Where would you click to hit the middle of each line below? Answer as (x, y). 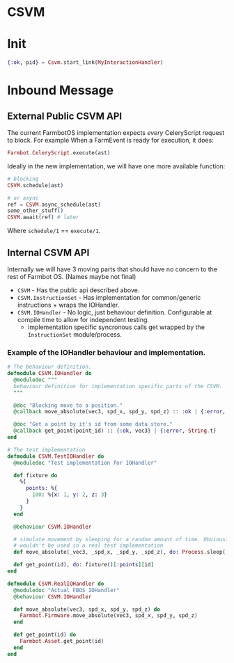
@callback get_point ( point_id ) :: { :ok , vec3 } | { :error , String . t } (115, 431)
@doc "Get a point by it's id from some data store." (93, 424)
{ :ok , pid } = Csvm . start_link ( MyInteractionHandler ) (85, 63)
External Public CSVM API (65, 116)
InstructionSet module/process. (75, 334)
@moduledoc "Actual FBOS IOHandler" (67, 590)
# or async (23, 198)
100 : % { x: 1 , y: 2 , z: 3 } (70, 495)
